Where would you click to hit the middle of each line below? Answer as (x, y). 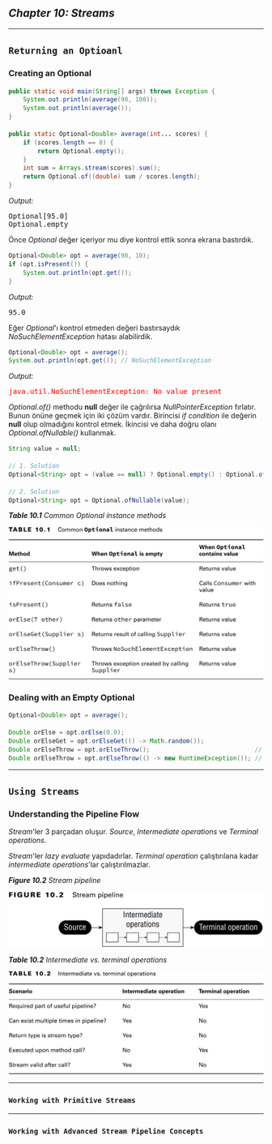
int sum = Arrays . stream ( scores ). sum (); (92, 168)
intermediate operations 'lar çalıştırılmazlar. (80, 865)
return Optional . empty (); (81, 151)
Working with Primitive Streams (72, 1101)
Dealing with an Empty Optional (72, 698)
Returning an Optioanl (66, 51)
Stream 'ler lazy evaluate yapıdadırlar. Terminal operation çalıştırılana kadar (134, 856)
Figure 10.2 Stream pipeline (55, 880)
